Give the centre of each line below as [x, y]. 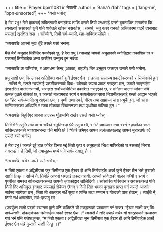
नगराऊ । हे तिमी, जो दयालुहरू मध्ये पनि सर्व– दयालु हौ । [49, 151]
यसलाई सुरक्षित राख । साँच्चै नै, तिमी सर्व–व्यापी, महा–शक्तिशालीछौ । [57, 34]
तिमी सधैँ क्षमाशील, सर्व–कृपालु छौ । [32, 198]
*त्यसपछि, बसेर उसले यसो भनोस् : [32, 161]
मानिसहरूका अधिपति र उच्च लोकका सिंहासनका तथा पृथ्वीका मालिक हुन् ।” [63, 105]
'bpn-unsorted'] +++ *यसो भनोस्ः [36, 13]
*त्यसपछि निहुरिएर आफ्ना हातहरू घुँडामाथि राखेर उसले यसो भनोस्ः [55, 115]
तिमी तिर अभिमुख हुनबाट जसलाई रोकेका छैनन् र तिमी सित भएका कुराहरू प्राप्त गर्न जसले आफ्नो [77, 187]
